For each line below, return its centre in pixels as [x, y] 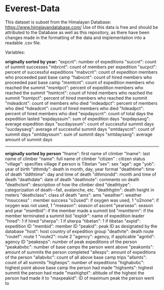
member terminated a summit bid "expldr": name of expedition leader [75, 216]
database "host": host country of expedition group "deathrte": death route [80, 231]
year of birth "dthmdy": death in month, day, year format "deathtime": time [80, 169]
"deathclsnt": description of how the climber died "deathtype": [68, 185]
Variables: [15, 52]
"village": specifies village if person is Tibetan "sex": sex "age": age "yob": [80, 164]
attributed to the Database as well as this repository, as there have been [77, 32]
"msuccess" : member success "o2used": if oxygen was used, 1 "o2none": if [82, 200]
